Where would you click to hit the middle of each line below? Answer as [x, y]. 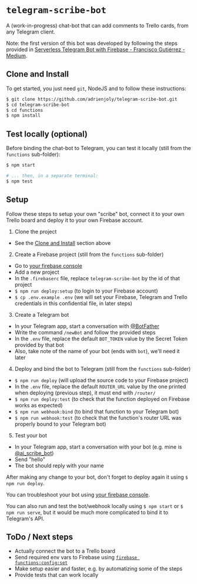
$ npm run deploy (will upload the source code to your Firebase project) [101, 380]
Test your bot [31, 435]
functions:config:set [41, 563]
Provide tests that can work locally [56, 575]
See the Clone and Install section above [63, 243]
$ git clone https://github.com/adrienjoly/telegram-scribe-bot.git [92, 99]
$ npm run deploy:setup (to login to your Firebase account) [86, 291]
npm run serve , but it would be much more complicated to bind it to [87, 512]
